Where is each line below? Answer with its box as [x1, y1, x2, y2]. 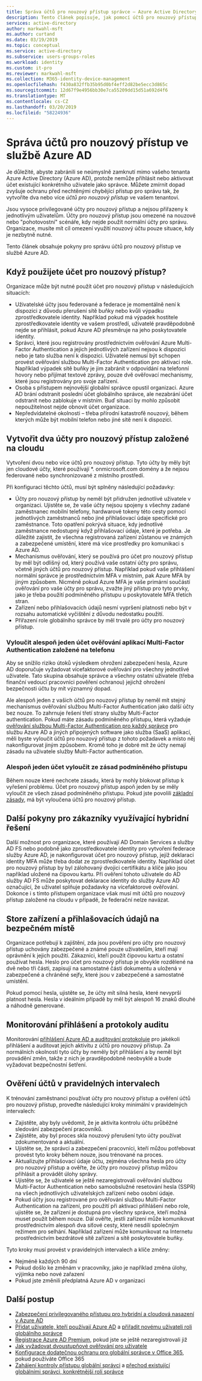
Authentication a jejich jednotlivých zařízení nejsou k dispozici [32, 346, 186, 353]
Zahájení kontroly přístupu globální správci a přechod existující [14, 1361, 170, 1368]
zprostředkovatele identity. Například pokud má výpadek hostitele [14, 314, 179, 321]
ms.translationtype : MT [6, 93, 66, 99]
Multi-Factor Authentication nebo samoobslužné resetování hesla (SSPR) [14, 1183, 196, 1190]
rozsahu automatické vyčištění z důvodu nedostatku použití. [14, 610, 164, 618]
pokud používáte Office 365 [14, 1355, 85, 1362]
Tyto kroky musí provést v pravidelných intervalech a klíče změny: [6, 1245, 170, 1253]
